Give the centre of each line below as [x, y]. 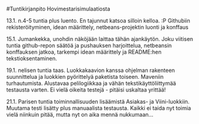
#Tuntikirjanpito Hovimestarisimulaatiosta [58, 9]
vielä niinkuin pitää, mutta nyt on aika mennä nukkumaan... [80, 115]
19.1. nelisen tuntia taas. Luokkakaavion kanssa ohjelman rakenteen [91, 70]
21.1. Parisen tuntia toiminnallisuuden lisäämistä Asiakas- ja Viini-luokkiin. [98, 101]
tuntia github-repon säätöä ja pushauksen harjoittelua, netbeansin [89, 46]
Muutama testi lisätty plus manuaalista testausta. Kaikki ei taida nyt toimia [99, 108]
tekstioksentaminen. [32, 58]
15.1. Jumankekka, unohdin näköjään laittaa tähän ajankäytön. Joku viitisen [100, 39]
